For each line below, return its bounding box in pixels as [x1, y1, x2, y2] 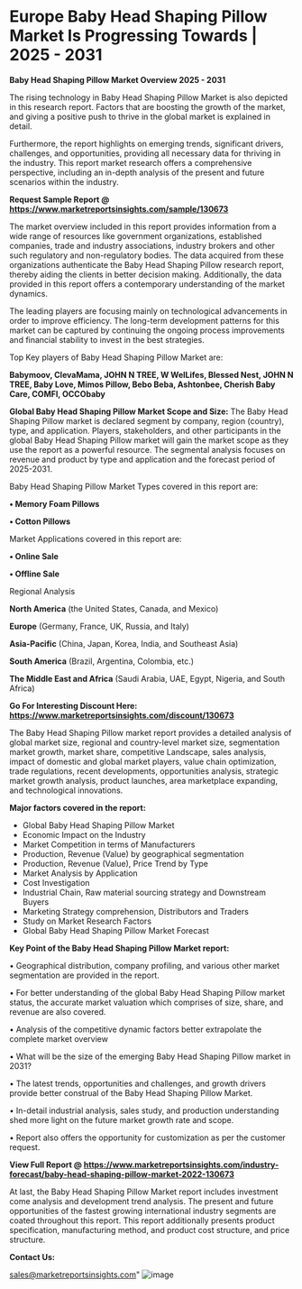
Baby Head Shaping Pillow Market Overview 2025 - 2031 [9, 74, 226, 85]
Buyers [22, 896, 50, 907]
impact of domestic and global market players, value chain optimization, [9, 756, 277, 767]
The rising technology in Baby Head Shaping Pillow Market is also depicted [9, 92, 288, 103]
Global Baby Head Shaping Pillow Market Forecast [22, 925, 209, 935]
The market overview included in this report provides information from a [9, 221, 277, 232]
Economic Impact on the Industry [22, 829, 146, 840]
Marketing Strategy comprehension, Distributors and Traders [22, 906, 250, 916]
